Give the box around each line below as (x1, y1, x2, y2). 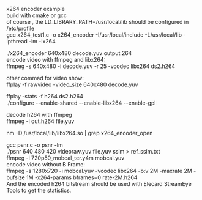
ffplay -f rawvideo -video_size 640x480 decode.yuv (6, 81, 138, 88)
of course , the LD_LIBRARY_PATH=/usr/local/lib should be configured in (6, 18, 189, 25)
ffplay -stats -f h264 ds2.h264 (6, 93, 84, 100)
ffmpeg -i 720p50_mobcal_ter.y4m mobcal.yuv (6, 154, 125, 161)
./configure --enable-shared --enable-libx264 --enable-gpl (6, 99, 156, 106)
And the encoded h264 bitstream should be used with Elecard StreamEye (6, 180, 192, 187)
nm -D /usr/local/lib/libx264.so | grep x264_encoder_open (6, 130, 153, 136)
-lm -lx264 (28, 38, 56, 45)
